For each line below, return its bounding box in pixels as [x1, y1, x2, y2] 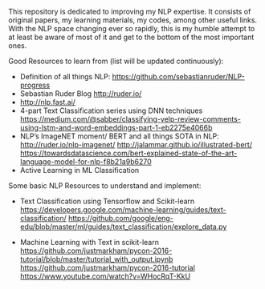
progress [19, 80, 51, 90]
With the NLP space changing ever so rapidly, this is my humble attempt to [8, 24, 255, 33]
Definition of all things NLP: [19, 72, 111, 81]
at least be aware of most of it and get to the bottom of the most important [8, 32, 255, 42]
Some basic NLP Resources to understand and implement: [8, 181, 202, 191]
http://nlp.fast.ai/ [19, 98, 76, 106]
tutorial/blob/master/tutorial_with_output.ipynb [19, 255, 173, 263]
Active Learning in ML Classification [19, 166, 140, 175]
